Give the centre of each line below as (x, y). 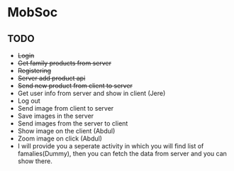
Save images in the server (56, 116)
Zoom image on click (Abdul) (60, 138)
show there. (35, 161)
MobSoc (33, 12)
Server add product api (51, 78)
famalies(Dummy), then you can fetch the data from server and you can (122, 154)
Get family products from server (65, 63)
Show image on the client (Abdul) (66, 131)
